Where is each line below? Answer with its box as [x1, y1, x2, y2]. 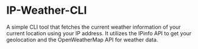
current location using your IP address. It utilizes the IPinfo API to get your [6, 29, 192, 36]
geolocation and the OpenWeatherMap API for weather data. [6, 36, 158, 43]
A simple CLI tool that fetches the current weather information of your [6, 23, 181, 30]
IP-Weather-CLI [6, 4, 87, 17]
